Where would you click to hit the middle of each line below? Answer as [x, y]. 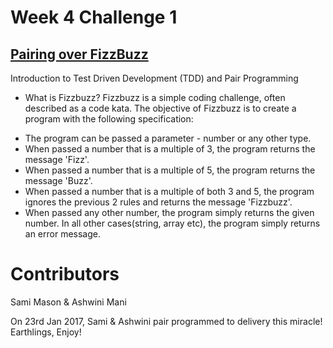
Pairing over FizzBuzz [79, 54]
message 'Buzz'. [58, 180]
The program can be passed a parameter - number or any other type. [168, 138]
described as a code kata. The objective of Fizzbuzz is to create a [160, 108]
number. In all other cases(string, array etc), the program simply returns [172, 223]
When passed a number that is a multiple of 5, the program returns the [170, 170]
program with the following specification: [109, 119]
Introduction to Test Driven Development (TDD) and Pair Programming [154, 78]
